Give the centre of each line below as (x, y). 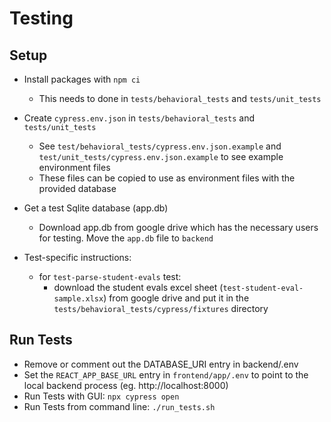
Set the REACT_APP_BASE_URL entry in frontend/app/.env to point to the (166, 374)
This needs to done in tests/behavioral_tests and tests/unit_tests (180, 98)
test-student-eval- (263, 288)
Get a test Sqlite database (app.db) (96, 208)
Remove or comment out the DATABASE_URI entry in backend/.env (161, 364)
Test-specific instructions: (77, 257)
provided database (77, 188)
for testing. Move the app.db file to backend (126, 238)
